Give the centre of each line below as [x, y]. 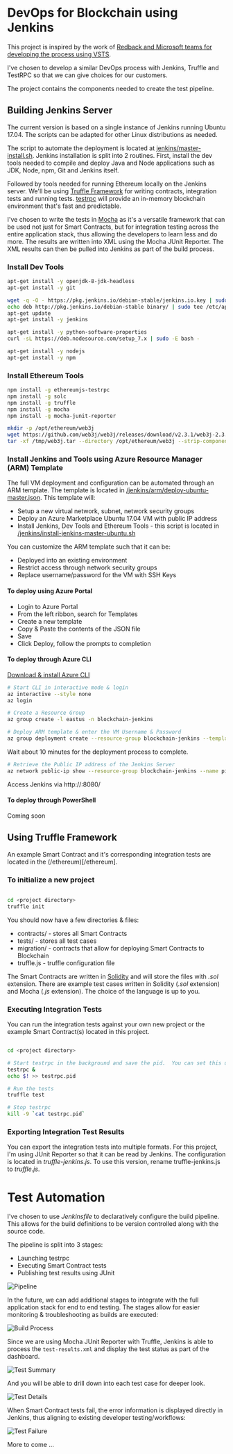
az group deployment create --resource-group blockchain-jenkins [103, 738]
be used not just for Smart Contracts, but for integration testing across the [113, 227]
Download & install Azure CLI [49, 675]
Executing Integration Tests [55, 1009]
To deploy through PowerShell [52, 800]
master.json [24, 498]
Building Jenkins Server [60, 110]
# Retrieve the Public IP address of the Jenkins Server [91, 764]
